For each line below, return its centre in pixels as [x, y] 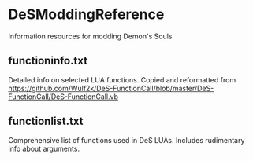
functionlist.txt [46, 121]
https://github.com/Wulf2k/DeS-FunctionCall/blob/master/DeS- [111, 88]
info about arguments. [44, 148]
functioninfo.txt [48, 61]
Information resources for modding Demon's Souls [90, 36]
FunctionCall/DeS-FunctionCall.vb [63, 97]
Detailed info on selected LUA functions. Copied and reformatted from [122, 79]
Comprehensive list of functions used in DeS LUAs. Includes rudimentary [126, 140]
